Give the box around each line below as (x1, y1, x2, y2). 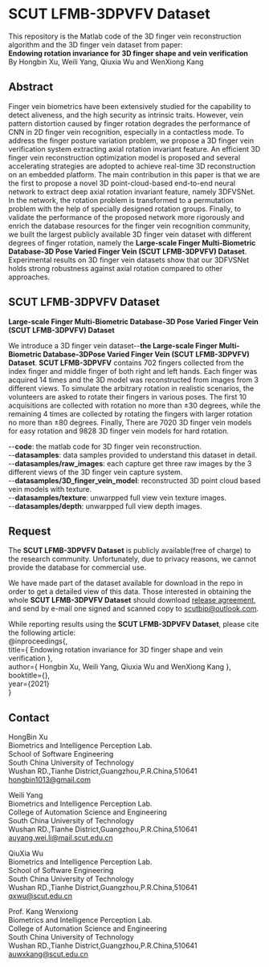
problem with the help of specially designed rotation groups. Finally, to (8, 204, 242, 213)
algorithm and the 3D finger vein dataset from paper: (8, 39, 183, 49)
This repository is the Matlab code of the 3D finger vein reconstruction (8, 31, 243, 41)
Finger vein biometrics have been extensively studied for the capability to (8, 101, 251, 111)
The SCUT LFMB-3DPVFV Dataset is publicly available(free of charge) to (8, 546, 251, 555)
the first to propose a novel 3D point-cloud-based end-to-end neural (8, 178, 235, 188)
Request (8, 524, 51, 538)
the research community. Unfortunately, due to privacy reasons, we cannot (8, 555, 257, 564)
